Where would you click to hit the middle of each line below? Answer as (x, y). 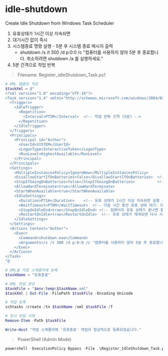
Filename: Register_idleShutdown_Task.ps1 (61, 75)
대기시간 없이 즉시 (30, 40)
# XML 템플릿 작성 (22, 84)
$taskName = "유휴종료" (28, 275)
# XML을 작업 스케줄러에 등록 (31, 270)
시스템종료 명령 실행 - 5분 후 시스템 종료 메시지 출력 (63, 46)
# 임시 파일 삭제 (20, 316)
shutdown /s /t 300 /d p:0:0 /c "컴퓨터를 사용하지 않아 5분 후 (80, 52)
